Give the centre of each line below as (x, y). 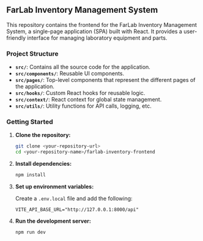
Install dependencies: (43, 164)
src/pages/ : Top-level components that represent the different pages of (105, 80)
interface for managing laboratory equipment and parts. (97, 38)
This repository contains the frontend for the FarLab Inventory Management (102, 24)
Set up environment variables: (54, 187)
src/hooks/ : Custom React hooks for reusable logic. (80, 93)
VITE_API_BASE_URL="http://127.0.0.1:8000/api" (77, 210)
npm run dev (30, 232)
